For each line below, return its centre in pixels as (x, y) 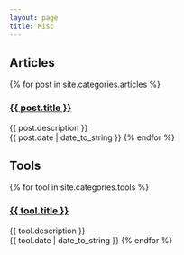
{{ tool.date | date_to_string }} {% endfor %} (91, 240)
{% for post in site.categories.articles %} (85, 85)
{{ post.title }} (41, 108)
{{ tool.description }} (47, 231)
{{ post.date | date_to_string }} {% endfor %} (92, 137)
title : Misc (32, 26)
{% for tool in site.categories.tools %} (79, 187)
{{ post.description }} (49, 127)
